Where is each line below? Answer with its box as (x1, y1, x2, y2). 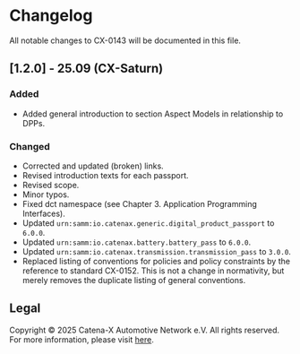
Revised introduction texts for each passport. (21, 169, 190, 180)
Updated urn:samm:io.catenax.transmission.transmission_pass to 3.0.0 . (21, 246, 291, 256)
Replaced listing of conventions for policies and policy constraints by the (21, 255, 291, 266)
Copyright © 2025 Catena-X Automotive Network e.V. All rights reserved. (9, 324, 280, 335)
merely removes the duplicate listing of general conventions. (21, 274, 246, 285)
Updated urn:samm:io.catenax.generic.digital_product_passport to (21, 217, 275, 229)
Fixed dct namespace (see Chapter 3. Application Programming (21, 198, 257, 209)
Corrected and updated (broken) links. (21, 160, 164, 171)
